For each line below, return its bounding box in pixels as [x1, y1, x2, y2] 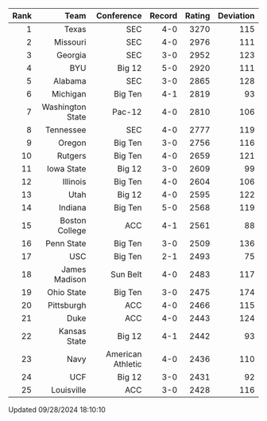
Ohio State [47, 287, 87, 297]
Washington [41, 101, 87, 112]
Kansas [58, 326, 87, 336]
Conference [96, 10, 142, 21]
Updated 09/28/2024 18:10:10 [8, 405, 106, 414]
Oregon [58, 137, 87, 148]
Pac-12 [112, 107, 142, 117]
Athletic [113, 359, 142, 369]
